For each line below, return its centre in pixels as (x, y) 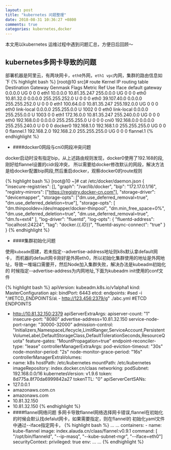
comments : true (21, 24)
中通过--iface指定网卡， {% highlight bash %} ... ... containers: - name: (87, 425)
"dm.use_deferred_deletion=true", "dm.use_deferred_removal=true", (77, 214)
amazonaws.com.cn (34, 390)
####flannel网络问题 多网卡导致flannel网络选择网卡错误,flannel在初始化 (88, 412)
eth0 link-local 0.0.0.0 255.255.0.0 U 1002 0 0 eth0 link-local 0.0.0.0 (77, 109)
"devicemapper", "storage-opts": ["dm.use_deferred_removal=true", (77, 197)
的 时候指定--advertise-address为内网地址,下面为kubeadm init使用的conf (82, 271)
